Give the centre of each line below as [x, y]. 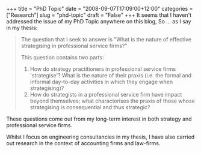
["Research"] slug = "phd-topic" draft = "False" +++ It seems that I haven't [99, 15]
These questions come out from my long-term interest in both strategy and [99, 119]
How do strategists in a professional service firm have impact [106, 94]
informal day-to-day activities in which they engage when [101, 82]
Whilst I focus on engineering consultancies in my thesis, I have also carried [100, 137]
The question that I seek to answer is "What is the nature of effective [106, 39]
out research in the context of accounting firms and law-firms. [83, 143]
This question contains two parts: [62, 57]
